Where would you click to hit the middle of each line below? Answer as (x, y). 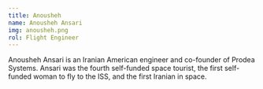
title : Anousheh (35, 15)
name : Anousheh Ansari (45, 23)
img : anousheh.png (38, 30)
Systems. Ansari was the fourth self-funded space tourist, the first (115, 69)
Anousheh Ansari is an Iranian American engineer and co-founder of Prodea (132, 60)
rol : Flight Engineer (44, 37)
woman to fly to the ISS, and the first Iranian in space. (120, 76)
